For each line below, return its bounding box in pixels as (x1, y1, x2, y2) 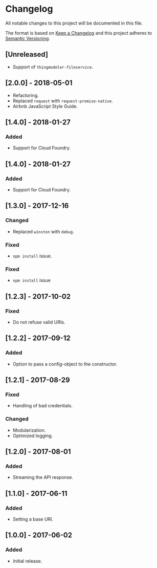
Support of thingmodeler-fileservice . (12, 63, 93, 70)
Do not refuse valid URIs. (12, 319, 65, 325)
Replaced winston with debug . (12, 228, 74, 234)
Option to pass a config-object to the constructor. (12, 361, 118, 367)
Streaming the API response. (12, 474, 73, 480)
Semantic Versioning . (5, 35, 50, 41)
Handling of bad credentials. (12, 403, 73, 409)
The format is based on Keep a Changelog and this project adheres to (5, 30, 152, 36)
